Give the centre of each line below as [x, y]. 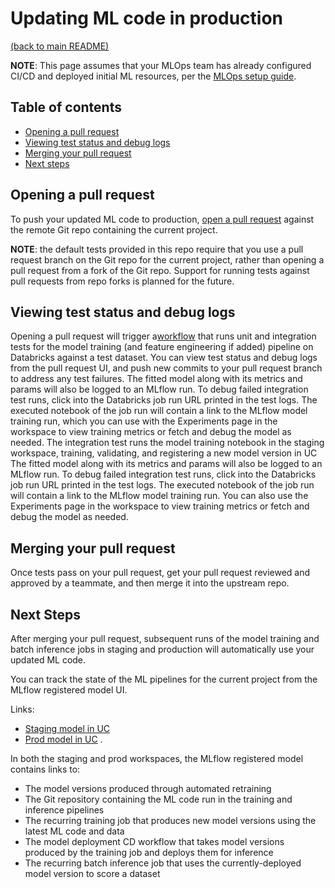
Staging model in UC [67, 728]
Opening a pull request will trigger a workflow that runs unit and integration [163, 336]
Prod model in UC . [63, 739]
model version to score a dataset [92, 873]
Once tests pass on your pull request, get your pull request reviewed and [160, 573]
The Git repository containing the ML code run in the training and [158, 799]
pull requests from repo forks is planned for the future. [122, 281]
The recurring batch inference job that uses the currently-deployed [163, 863]
